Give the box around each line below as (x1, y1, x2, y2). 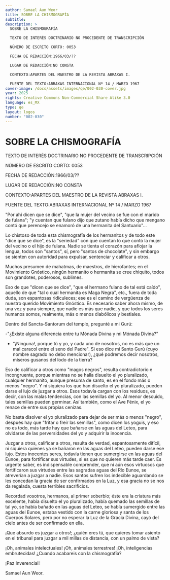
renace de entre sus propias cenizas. (5, 404, 83, 411)
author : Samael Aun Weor (5, 7, 58, 13)
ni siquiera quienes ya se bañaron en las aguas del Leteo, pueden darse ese (5, 446, 164, 452)
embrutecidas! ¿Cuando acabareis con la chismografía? (5, 551, 122, 557)
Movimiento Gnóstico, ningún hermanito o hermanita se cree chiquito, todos (5, 269, 164, 275)
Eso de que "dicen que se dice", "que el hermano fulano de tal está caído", (5, 284, 161, 291)
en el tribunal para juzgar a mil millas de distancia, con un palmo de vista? (5, 535, 160, 541)
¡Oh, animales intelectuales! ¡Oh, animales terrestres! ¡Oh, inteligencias (5, 545, 153, 551)
